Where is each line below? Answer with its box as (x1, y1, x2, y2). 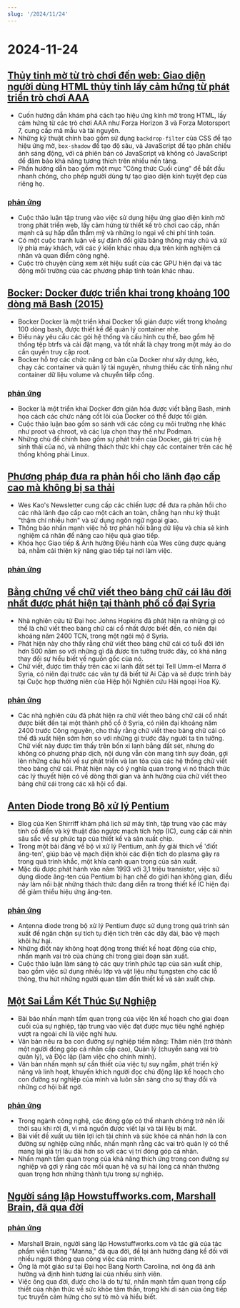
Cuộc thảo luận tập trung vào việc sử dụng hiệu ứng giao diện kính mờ (17, 213, 225, 221)
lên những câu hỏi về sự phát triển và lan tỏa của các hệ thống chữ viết (17, 757, 227, 765)
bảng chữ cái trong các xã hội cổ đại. (17, 779, 127, 788)
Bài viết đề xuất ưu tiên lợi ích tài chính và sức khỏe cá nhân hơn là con (17, 1132, 227, 1140)
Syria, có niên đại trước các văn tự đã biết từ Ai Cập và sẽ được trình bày (17, 669, 231, 678)
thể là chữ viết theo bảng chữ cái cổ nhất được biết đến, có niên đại (17, 624, 216, 632)
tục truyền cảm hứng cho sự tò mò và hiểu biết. (17, 1292, 157, 1301)
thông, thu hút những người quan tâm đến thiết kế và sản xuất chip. (17, 974, 216, 983)
